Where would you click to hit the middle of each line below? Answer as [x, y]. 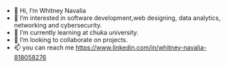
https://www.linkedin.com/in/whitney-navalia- [141, 47]
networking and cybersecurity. [58, 25]
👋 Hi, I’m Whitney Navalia [50, 11]
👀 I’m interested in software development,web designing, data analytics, [117, 18]
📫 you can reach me [44, 47]
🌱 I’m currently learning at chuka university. [76, 32]
